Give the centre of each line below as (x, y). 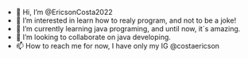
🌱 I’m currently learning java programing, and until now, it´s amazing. (128, 29)
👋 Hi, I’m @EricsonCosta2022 (64, 12)
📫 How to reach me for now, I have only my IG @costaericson (118, 46)
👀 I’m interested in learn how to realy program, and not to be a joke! (126, 20)
